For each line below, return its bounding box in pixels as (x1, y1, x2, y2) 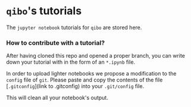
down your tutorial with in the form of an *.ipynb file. (6, 58, 136, 66)
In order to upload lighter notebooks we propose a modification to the (6, 70, 177, 77)
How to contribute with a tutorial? (6, 39, 105, 47)
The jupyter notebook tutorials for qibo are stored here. (6, 24, 142, 31)
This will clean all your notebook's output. (6, 94, 108, 102)
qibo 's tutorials (6, 4, 82, 18)
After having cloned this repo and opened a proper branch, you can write (6, 52, 186, 59)
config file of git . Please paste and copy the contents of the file (6, 76, 163, 84)
